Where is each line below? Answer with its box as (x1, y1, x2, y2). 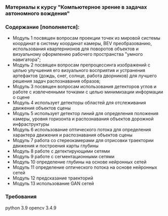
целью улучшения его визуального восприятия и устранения (12, 67, 145, 74)
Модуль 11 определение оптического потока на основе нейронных (12, 164, 157, 170)
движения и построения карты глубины (12, 143, 99, 149)
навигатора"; (12, 57, 41, 63)
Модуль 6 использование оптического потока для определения (12, 127, 151, 133)
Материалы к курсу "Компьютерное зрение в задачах (5, 4, 147, 11)
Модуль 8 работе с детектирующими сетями (12, 148, 110, 154)
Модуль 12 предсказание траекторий (12, 175, 94, 181)
